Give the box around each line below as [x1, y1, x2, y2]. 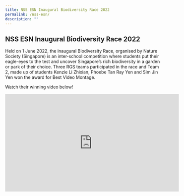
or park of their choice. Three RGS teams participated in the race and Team [5, 64, 159, 70]
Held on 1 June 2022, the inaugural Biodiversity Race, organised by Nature [5, 48, 158, 54]
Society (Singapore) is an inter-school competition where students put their [5, 53, 159, 60]
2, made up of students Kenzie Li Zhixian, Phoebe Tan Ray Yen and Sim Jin [5, 69, 158, 75]
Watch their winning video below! [5, 84, 73, 90]
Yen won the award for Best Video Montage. [5, 74, 96, 80]
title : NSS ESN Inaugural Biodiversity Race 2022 [5, 7, 110, 12]
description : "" [5, 16, 39, 21]
